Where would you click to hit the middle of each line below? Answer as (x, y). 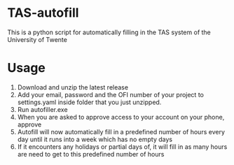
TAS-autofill (43, 13)
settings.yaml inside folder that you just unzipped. (89, 102)
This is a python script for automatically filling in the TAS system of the (109, 32)
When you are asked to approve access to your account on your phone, (121, 117)
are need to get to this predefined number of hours (91, 154)
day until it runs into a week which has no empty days (95, 139)
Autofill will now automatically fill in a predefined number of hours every (121, 131)
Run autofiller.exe (42, 109)
